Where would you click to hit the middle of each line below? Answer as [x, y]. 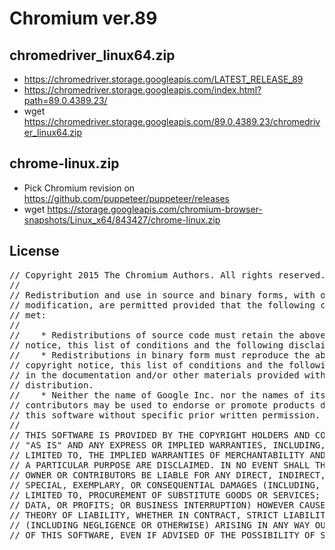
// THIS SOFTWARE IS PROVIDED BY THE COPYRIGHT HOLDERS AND [160, 435]
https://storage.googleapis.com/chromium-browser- [155, 209]
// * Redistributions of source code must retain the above [167, 335]
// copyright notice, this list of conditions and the [146, 365]
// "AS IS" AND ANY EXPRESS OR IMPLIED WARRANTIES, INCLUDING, [167, 445]
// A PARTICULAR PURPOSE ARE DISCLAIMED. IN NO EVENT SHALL [160, 465]
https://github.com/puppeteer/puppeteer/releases [126, 198]
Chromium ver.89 [83, 18]
